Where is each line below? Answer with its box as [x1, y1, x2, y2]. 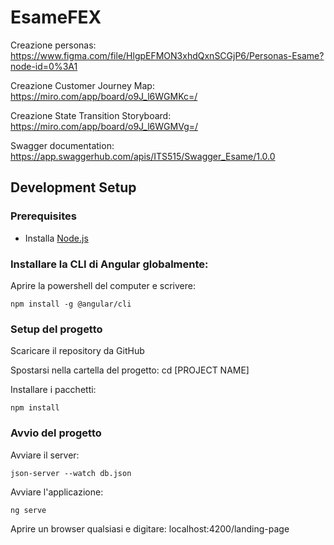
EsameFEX [10, 6, 102, 29]
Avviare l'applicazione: [10, 486, 104, 498]
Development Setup [10, 179, 137, 196]
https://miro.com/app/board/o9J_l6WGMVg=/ [10, 120, 199, 132]
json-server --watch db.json [10, 468, 132, 478]
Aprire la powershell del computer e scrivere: [10, 279, 196, 291]
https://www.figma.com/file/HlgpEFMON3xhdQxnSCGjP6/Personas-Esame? [10, 49, 325, 61]
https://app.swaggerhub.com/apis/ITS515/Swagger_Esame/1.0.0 [10, 150, 276, 162]
